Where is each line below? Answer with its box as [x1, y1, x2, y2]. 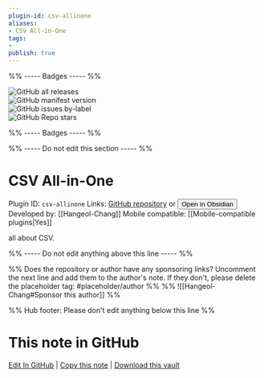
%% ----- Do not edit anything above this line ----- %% [8, 249, 193, 258]
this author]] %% [63, 290, 121, 299]
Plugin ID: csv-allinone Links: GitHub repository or [8, 199, 177, 208]
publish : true [8, 49, 56, 57]
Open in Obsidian [181, 199, 234, 208]
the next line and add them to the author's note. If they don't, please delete [8, 273, 256, 282]
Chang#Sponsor [8, 290, 63, 299]
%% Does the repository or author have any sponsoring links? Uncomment [8, 264, 256, 273]
